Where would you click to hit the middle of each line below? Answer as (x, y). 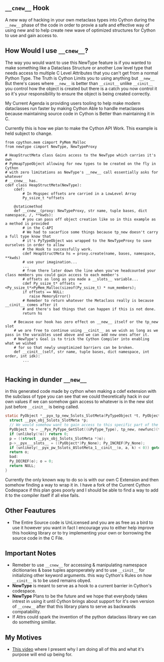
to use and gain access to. (31, 35)
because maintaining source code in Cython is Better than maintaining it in (80, 113)
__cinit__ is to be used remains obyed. (52, 580)
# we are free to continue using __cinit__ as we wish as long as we (86, 330)
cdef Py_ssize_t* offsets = (52, 283)
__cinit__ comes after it (31, 305)
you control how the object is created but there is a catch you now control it (81, 88)
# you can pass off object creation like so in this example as (89, 219)
